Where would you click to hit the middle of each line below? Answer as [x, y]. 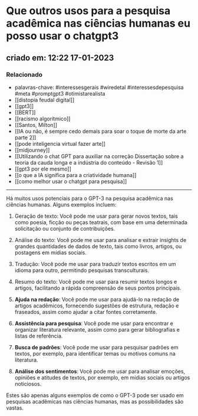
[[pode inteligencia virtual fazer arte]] [60, 143]
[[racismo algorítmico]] [42, 119]
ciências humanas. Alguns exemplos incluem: [61, 204]
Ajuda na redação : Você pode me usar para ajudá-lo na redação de [97, 299]
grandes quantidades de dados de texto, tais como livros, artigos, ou [98, 246]
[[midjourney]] [32, 150]
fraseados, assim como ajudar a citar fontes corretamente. [86, 312]
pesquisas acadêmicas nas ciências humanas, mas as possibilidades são [95, 401]
